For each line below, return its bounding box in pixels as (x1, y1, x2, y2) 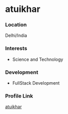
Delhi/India (5, 32, 27, 38)
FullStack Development (12, 80, 60, 86)
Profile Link (5, 93, 33, 99)
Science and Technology (12, 56, 64, 62)
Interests (5, 45, 27, 52)
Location (5, 21, 27, 28)
